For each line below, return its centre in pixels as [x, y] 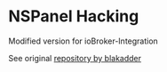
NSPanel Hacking [74, 16]
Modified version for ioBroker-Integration [83, 41]
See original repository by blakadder [75, 58]
